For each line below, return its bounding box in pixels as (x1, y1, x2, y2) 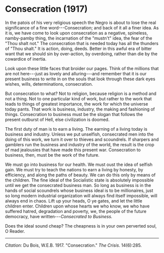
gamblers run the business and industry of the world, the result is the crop (5, 141, 155, 147)
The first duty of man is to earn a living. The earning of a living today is (5, 126, 147, 132)
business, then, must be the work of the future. (5, 152, 100, 158)
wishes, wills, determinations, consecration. (5, 81, 93, 87)
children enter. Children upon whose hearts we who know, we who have (5, 203, 150, 209)
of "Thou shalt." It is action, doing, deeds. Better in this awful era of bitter (5, 46, 152, 51)
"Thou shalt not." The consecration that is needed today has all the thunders (5, 40, 159, 46)
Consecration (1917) (5, 3, 88, 15)
